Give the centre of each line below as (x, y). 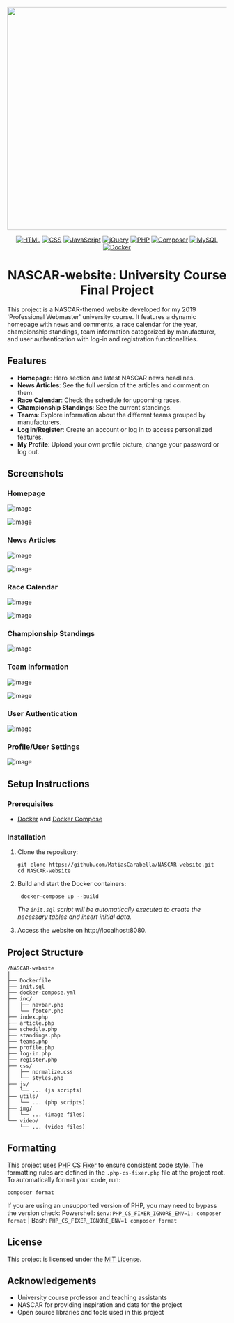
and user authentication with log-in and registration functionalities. (103, 339)
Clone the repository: (48, 852)
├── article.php (31, 1023)
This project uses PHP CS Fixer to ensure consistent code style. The (105, 1165)
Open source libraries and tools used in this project (91, 1313)
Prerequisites (30, 803)
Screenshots (36, 474)
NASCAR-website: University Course (117, 276)
